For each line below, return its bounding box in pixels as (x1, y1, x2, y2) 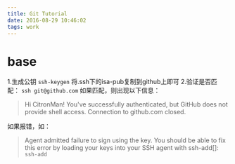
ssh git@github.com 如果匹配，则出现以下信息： (20, 86, 160, 95)
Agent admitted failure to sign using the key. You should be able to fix (24, 136, 227, 144)
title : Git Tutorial (7, 10, 68, 18)
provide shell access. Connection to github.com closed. (24, 108, 186, 116)
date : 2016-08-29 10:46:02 (7, 17, 87, 24)
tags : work (7, 23, 39, 30)
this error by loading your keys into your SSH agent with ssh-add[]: (24, 144, 220, 152)
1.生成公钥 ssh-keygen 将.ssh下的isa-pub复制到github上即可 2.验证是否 (7, 78, 211, 86)
